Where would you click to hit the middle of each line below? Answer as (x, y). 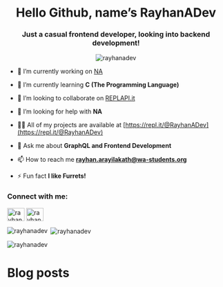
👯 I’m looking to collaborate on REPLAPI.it (76, 98)
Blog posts (38, 273)
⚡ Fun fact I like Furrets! (51, 176)
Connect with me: (38, 196)
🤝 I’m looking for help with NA (59, 111)
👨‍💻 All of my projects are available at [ (71, 125)
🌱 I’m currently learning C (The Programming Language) (98, 85)
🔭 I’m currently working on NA (60, 71)
